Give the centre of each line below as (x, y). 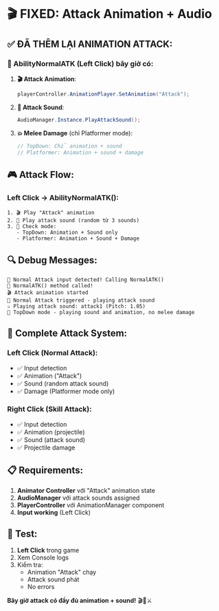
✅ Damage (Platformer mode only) (66, 391)
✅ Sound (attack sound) (51, 440)
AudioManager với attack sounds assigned (78, 498)
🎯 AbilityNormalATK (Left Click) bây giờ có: (80, 63)
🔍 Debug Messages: (52, 260)
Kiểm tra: (30, 565)
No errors (41, 587)
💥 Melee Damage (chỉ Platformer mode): (74, 133)
